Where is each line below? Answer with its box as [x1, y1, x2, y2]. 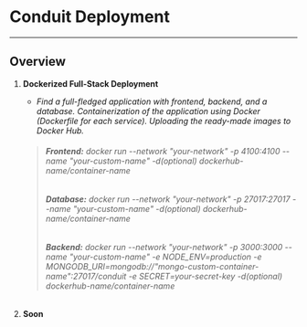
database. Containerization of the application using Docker [36, 105, 260, 116]
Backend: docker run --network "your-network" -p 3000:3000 [45, 241, 283, 252]
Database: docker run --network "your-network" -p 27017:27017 [45, 194, 291, 205]
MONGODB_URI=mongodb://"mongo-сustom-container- [45, 260, 259, 271]
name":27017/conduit [45, 270, 127, 281]
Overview [9, 54, 67, 69]
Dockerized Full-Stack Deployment [22, 78, 159, 89]
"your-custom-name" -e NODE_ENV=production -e [69, 251, 262, 262]
